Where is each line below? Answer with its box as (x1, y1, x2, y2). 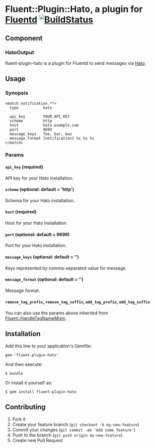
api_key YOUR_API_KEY (9, 114, 70, 119)
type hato (9, 105, 52, 110)
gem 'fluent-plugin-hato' (5, 352, 59, 357)
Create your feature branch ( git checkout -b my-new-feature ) (12, 421, 140, 427)
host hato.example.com (9, 123, 79, 128)
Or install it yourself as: (5, 380, 52, 386)
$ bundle (5, 371, 23, 376)
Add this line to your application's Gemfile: (5, 343, 92, 349)
